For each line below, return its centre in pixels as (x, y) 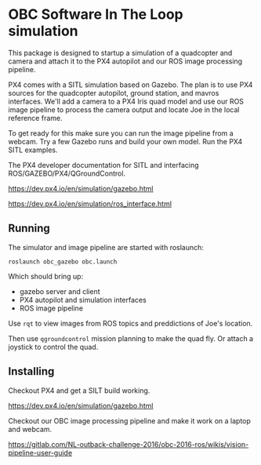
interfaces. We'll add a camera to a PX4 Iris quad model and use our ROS (126, 101)
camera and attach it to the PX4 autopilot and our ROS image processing (125, 61)
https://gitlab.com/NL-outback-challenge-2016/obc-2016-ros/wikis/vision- (129, 444)
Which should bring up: (46, 276)
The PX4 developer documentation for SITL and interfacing (103, 165)
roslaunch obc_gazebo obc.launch (63, 262)
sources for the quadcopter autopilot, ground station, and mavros (114, 93)
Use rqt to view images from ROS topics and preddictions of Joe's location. (130, 323)
